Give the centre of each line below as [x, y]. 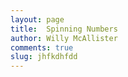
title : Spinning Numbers [64, 29]
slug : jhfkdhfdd [44, 57]
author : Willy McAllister [64, 38]
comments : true [42, 47]
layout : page [37, 19]
